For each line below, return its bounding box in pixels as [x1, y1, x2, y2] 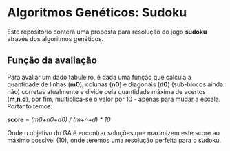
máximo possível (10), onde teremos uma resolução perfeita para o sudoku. [7, 136, 222, 144]
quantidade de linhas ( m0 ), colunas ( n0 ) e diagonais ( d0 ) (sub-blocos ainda [7, 80, 224, 89]
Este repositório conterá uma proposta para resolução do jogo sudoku [7, 27, 207, 36]
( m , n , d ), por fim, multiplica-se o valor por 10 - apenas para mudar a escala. [7, 95, 221, 103]
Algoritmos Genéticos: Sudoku [7, 5, 187, 21]
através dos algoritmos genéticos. [7, 34, 104, 43]
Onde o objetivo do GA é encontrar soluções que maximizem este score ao [7, 128, 220, 137]
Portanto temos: [7, 102, 53, 111]
